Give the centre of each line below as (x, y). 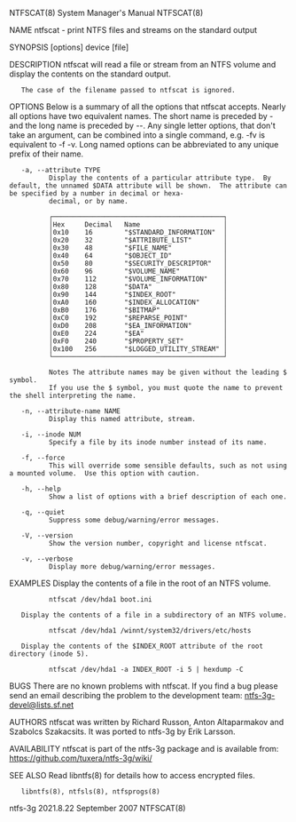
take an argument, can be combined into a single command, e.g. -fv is (137, 135)
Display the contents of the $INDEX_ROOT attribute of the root (142, 646)
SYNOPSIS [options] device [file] (69, 47)
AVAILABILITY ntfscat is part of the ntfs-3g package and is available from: (144, 749)
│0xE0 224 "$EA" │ (138, 333)
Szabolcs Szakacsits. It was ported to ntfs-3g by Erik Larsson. (123, 731)
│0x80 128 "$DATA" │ (138, 287)
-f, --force (43, 458)
